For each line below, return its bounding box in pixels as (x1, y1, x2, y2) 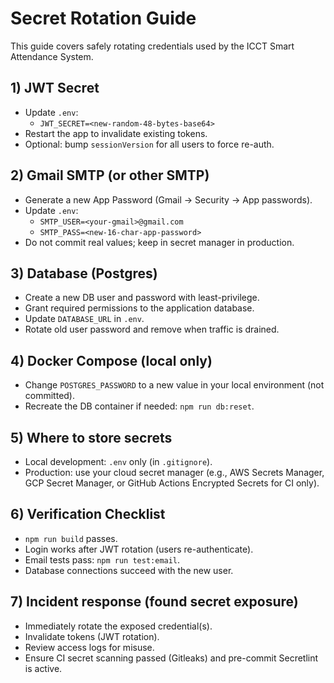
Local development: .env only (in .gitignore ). (24, 456, 213, 467)
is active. (24, 662, 63, 674)
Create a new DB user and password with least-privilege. (24, 292, 260, 304)
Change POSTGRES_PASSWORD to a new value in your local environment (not (24, 379, 325, 391)
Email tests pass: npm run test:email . (24, 553, 181, 566)
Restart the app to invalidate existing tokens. (24, 127, 208, 139)
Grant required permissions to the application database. (24, 302, 255, 314)
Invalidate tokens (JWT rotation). (24, 630, 160, 642)
